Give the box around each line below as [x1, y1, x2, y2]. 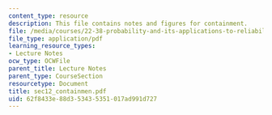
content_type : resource [8, 11, 89, 20]
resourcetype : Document [8, 79, 89, 87]
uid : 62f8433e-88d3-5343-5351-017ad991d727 [8, 95, 158, 103]
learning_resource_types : [8, 42, 96, 50]
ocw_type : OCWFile [8, 57, 70, 66]
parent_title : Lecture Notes [8, 65, 107, 73]
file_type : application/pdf [8, 34, 104, 43]
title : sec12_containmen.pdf [8, 87, 107, 96]
